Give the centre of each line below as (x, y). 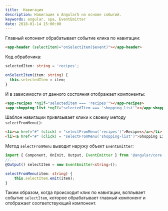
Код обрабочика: (23, 57)
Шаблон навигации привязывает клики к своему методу (65, 117)
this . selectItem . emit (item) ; (44, 178)
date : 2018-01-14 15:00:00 (33, 24)
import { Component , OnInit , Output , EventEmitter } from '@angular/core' (85, 155)
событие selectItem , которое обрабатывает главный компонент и (75, 198)
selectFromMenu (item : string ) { (39, 173)
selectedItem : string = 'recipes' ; (42, 66)
